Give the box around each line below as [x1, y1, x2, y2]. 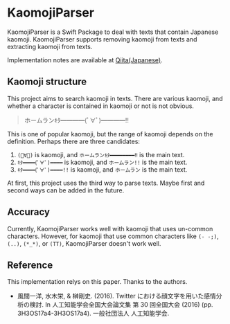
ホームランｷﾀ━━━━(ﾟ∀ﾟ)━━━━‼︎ [24, 116, 130, 124]
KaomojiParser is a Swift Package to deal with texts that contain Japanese [7, 28, 219, 36]
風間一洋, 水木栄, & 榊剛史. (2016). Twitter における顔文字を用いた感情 [17, 292, 216, 300]
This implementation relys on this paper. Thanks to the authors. [7, 278, 188, 286]
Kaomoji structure [7, 76, 87, 88]
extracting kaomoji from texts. [7, 42, 93, 51]
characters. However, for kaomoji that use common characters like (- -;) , [7, 232, 220, 240]
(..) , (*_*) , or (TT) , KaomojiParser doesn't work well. [7, 239, 161, 247]
